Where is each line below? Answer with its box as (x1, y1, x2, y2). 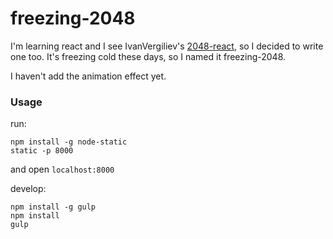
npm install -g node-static (10, 137, 128, 147)
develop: (10, 183, 47, 195)
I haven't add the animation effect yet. (10, 70, 167, 82)
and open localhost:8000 (10, 163, 115, 176)
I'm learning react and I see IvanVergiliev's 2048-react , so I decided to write (10, 40, 324, 52)
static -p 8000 (10, 146, 74, 156)
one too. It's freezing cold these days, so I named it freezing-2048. (10, 50, 287, 62)
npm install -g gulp (10, 202, 97, 212)
